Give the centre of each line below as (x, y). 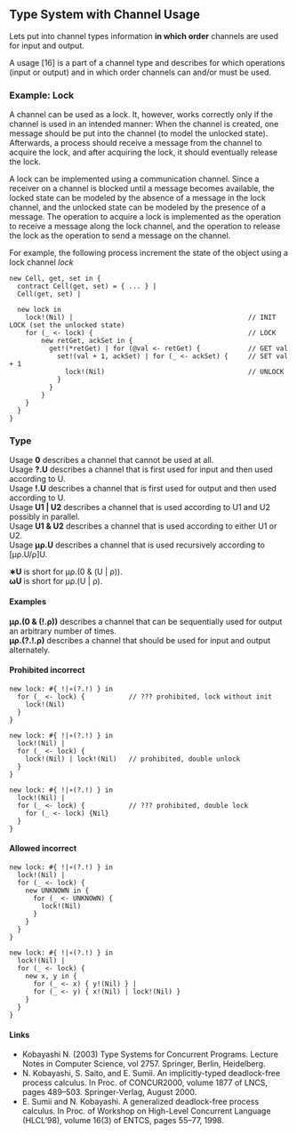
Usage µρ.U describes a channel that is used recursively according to (137, 545)
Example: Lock (42, 95)
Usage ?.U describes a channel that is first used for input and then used (141, 469)
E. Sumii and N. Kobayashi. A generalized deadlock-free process (140, 1102)
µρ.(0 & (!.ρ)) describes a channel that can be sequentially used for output (146, 621)
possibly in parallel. (44, 517)
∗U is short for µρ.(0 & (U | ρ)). (66, 571)
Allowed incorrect (43, 849)
